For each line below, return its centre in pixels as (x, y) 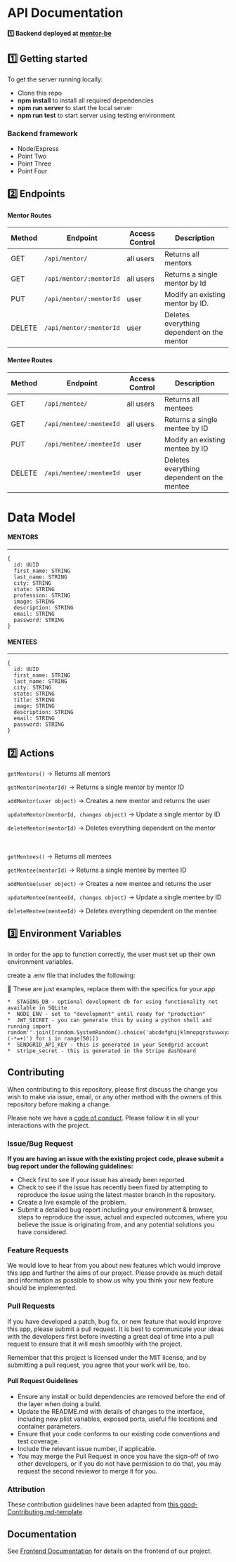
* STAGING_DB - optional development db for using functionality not (113, 1002)
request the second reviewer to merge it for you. (87, 1471)
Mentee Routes (30, 360)
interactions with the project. (49, 1125)
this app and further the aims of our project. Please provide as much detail (115, 1273)
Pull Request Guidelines (43, 1381)
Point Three (34, 164)
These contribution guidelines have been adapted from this (93, 1504)
